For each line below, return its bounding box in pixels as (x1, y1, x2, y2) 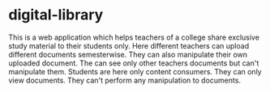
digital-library (8, 6, 104, 24)
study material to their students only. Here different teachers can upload (8, 40, 250, 50)
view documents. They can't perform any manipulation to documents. (8, 75, 242, 85)
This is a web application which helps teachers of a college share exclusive (8, 32, 259, 42)
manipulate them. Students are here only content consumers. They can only (8, 66, 262, 76)
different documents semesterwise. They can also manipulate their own (8, 49, 248, 59)
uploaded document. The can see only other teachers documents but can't (8, 58, 259, 68)
